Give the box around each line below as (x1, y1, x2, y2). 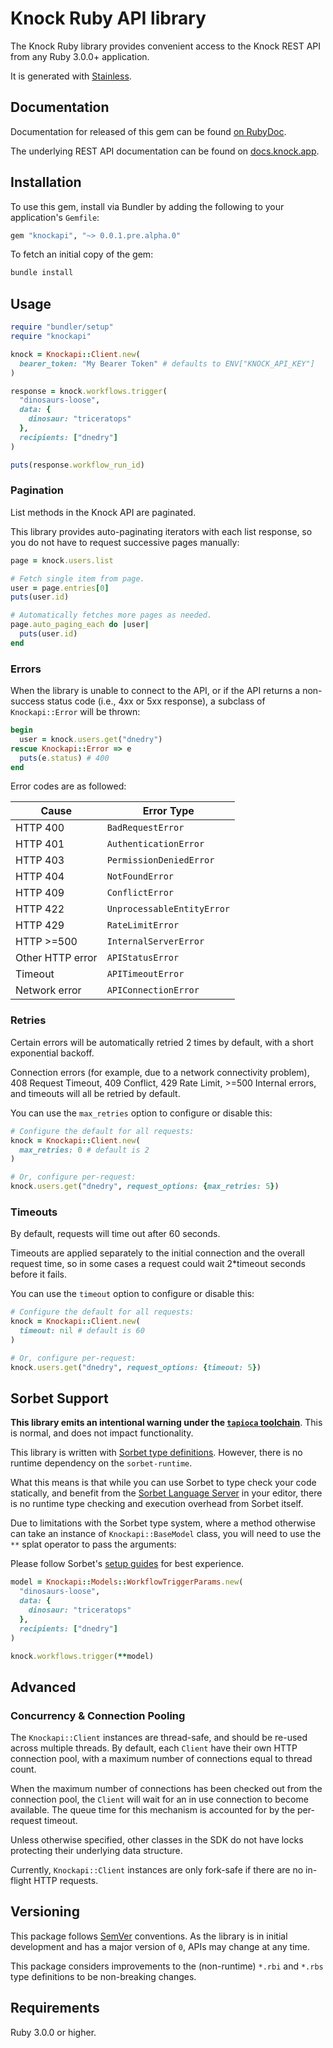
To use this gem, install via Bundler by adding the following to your (10, 200, 285, 212)
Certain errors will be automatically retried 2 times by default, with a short (10, 1036, 314, 1048)
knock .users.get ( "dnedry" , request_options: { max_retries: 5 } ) (10, 1182, 280, 1192)
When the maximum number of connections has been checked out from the (10, 1783, 323, 1795)
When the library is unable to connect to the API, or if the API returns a (10, 685, 301, 697)
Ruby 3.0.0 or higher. (10, 2026, 97, 2038)
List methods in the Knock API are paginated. (10, 506, 197, 518)
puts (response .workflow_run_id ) (10, 460, 145, 470)
